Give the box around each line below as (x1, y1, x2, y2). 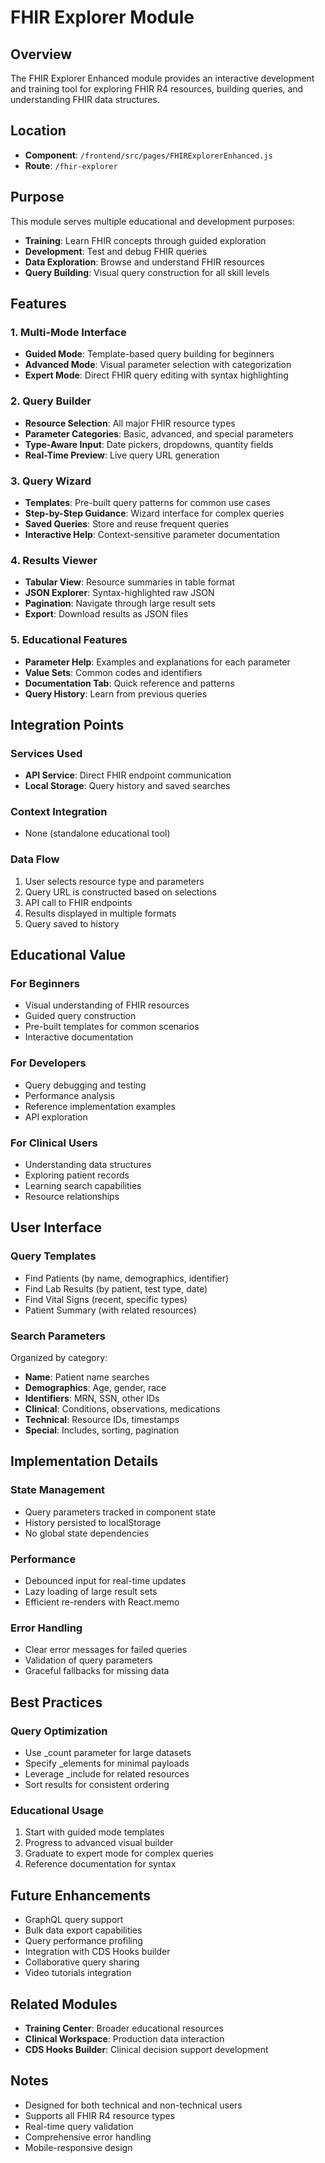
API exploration (24, 1111, 88, 1123)
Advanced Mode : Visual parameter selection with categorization (24, 359, 292, 371)
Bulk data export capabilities (24, 1924, 143, 1936)
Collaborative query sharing (24, 1956, 140, 1968)
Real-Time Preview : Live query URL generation (24, 449, 220, 461)
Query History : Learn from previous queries (24, 687, 208, 700)
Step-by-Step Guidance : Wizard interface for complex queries (24, 507, 285, 519)
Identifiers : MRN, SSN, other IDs (24, 1392, 160, 1405)
